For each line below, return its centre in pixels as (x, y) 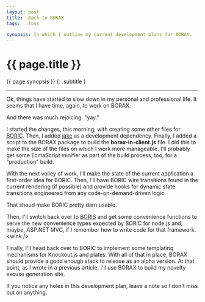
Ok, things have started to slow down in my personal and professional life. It (102, 99)
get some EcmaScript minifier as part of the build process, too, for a (92, 155)
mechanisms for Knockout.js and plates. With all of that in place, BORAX (97, 255)
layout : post (23, 12)
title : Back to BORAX (35, 18)
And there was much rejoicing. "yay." (53, 117)
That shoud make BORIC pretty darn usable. (62, 205)
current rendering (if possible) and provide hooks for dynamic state (91, 186)
